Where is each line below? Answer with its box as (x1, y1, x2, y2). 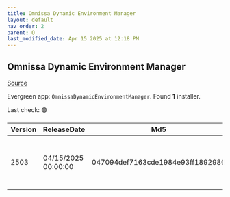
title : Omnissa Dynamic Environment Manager (7, 10, 136, 17)
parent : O (7, 29, 36, 36)
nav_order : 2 (7, 23, 44, 29)
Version (10, 124, 37, 134)
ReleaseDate (43, 124, 86, 134)
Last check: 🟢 (7, 105, 48, 114)
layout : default (7, 16, 53, 23)
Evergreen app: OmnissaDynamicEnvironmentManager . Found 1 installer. (7, 92, 201, 100)
